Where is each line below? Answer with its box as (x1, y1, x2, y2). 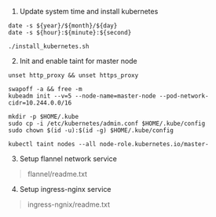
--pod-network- (159, 92, 210, 100)
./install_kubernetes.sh (8, 42, 90, 50)
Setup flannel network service (19, 154, 118, 164)
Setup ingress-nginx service (19, 185, 112, 193)
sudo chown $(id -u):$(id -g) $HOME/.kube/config (8, 127, 174, 134)
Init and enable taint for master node (19, 57, 137, 65)
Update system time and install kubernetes (19, 7, 159, 16)
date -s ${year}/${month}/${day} (8, 22, 118, 30)
